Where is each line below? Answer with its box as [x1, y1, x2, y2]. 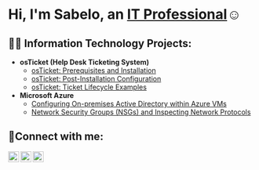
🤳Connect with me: [8, 130, 104, 143]
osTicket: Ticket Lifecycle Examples [31, 82, 148, 92]
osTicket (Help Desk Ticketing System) [19, 57, 150, 67]
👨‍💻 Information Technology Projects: [8, 37, 192, 50]
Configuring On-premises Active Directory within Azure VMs [31, 99, 228, 108]
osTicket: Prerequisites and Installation [31, 66, 157, 75]
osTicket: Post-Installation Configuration [31, 74, 162, 83]
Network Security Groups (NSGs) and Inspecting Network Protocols [31, 107, 251, 117]
